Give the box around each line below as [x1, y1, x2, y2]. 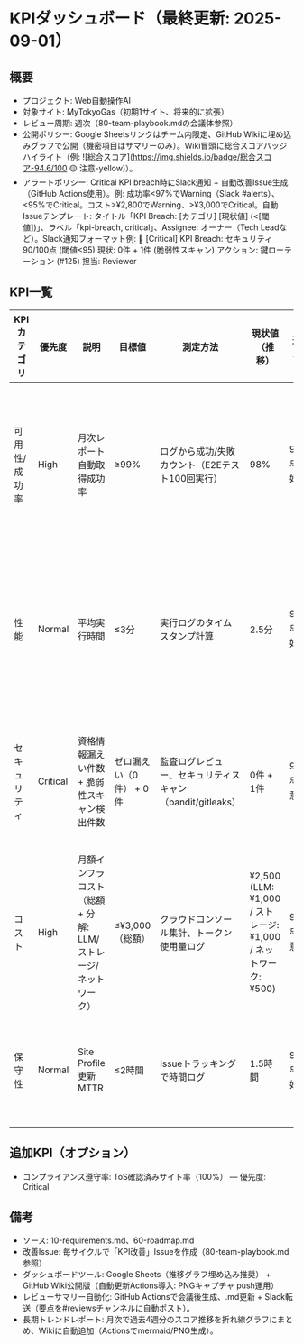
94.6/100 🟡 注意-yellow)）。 [34, 163, 138, 173]
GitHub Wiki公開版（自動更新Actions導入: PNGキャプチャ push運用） [22, 1280, 280, 1291]
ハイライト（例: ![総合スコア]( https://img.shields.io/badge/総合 [22, 152, 257, 162]
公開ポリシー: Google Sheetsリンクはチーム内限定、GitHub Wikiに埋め [22, 129, 284, 140]
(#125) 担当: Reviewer [56, 256, 137, 266]
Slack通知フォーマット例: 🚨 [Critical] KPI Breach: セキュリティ [41, 234, 273, 244]
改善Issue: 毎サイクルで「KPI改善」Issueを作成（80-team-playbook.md [22, 1247, 289, 1257]
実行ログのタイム [159, 616, 233, 629]
